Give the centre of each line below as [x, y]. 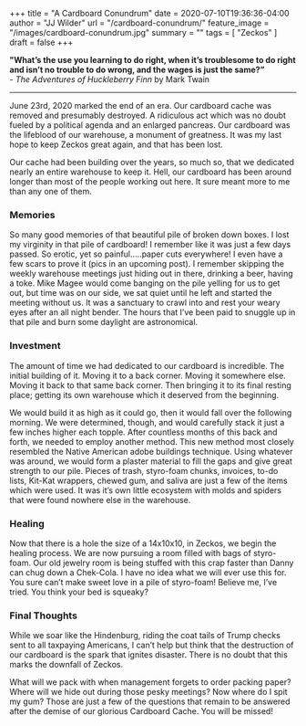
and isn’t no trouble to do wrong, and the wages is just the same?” [137, 69]
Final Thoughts [43, 616]
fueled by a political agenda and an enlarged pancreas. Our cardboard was [150, 125]
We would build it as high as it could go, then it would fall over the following [151, 412]
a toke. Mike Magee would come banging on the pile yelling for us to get [145, 283]
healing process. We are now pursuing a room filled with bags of [131, 552]
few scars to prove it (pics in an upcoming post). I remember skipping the [147, 264]
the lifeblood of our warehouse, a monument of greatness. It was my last [146, 135]
